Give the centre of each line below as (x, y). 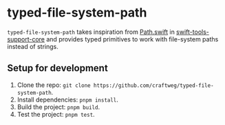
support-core (26, 39)
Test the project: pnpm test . (56, 114)
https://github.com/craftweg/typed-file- (154, 85)
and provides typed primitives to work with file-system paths (132, 39)
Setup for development (57, 68)
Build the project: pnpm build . (58, 107)
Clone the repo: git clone (54, 85)
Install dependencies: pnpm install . (68, 99)
